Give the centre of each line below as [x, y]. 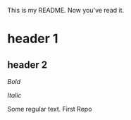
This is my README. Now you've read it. [66, 10]
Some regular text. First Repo [50, 109]
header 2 [27, 65]
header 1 [33, 39]
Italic [14, 95]
